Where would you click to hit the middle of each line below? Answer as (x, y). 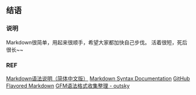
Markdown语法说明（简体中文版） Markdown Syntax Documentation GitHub (98, 78)
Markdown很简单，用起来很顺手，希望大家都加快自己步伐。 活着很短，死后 (97, 42)
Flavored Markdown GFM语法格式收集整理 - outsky (68, 86)
